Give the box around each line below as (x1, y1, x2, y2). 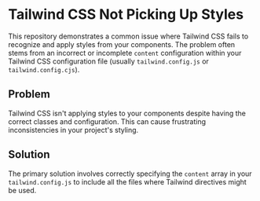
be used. (8, 185, 37, 195)
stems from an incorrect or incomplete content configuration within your (8, 48, 242, 57)
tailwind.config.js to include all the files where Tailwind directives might (8, 177, 247, 186)
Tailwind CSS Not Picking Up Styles (8, 5, 244, 24)
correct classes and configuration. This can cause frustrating (8, 116, 207, 126)
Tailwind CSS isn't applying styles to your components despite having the (8, 108, 246, 118)
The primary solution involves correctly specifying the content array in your (8, 169, 253, 178)
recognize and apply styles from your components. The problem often (8, 39, 236, 49)
